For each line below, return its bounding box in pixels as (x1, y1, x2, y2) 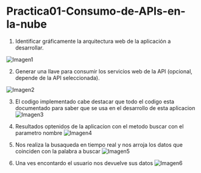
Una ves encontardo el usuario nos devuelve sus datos (15, 159, 153, 166)
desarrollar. (15, 44, 44, 51)
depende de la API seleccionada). (15, 74, 100, 81)
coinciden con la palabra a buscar (15, 147, 100, 155)
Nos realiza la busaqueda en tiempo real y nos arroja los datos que (15, 141, 183, 148)
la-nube (6, 17, 48, 31)
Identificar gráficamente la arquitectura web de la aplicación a (15, 37, 171, 45)
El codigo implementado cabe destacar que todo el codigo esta (15, 98, 175, 105)
